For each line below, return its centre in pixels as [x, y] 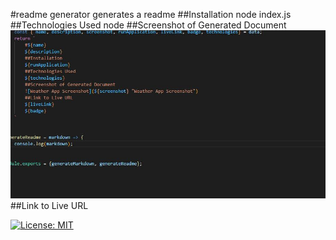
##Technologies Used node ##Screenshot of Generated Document [148, 25]
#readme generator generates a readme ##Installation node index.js [151, 14]
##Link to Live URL [49, 205]
